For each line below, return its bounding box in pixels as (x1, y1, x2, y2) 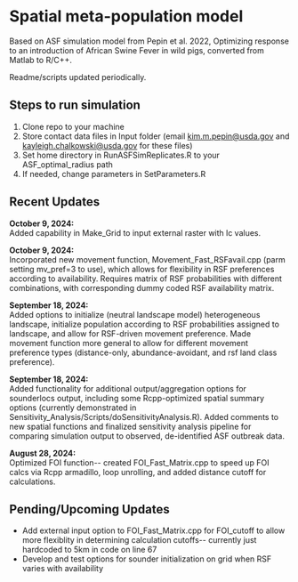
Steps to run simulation (9, 98, 141, 113)
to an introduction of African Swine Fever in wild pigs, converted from (9, 44, 265, 55)
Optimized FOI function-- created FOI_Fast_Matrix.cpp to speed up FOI (9, 457, 270, 468)
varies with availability (21, 563, 104, 574)
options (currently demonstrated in (9, 402, 137, 413)
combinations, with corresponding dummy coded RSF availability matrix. (9, 282, 275, 293)
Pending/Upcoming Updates (9, 501, 171, 517)
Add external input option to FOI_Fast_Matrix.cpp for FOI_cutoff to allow (21, 525, 286, 536)
